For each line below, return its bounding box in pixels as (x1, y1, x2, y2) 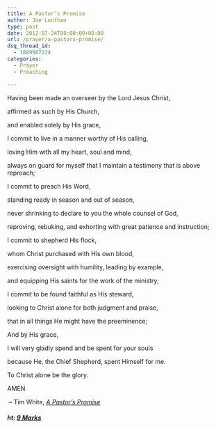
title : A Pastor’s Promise (7, 10, 85, 17)
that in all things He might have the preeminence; (7, 317, 148, 325)
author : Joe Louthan (7, 17, 67, 24)
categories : (7, 56, 42, 63)
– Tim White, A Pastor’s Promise (8, 397, 101, 406)
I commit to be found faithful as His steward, (7, 290, 134, 298)
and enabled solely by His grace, (7, 120, 101, 129)
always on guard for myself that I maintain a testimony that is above (7, 161, 201, 169)
